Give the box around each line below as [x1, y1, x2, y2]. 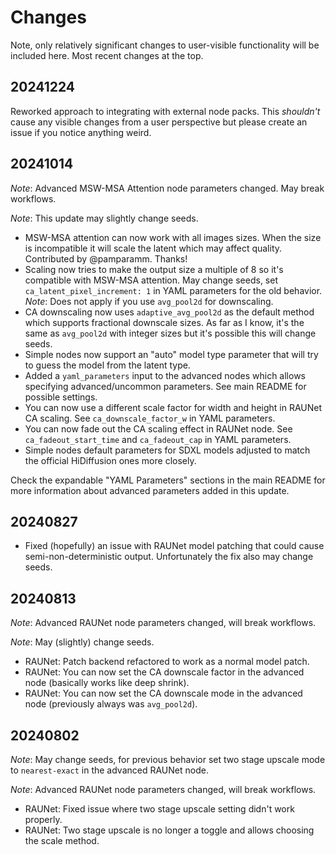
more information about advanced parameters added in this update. [10, 484, 290, 496]
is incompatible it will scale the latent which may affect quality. [24, 242, 283, 254]
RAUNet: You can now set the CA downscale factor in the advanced [24, 666, 305, 678]
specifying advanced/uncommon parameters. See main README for [24, 380, 307, 392]
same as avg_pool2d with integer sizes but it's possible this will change [24, 327, 317, 339]
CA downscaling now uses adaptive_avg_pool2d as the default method [24, 306, 315, 318]
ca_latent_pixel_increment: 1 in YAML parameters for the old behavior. [24, 284, 323, 296]
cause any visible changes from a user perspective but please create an [10, 116, 308, 128]
